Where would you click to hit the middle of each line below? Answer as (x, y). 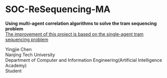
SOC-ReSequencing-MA (58, 9)
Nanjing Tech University (30, 55)
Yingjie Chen (18, 49)
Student (13, 71)
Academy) (16, 65)
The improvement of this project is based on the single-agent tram (74, 34)
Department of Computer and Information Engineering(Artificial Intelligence (84, 60)
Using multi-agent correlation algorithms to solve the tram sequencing (81, 23)
